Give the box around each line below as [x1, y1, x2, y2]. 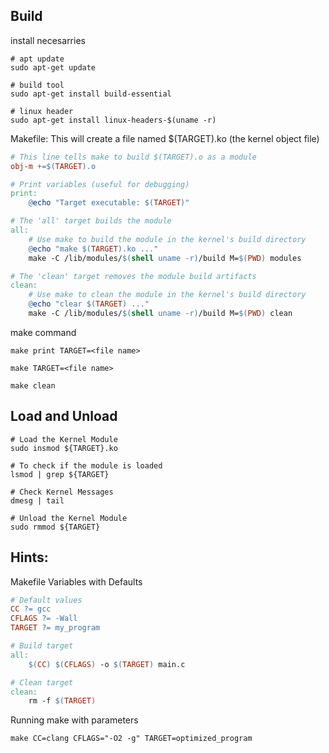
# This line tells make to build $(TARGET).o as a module [10, 152, 257, 162]
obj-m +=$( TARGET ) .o [10, 161, 97, 171]
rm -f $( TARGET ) [28, 696, 97, 706]
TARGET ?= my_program [10, 623, 101, 633]
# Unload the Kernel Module [10, 513, 128, 523]
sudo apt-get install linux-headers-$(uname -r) [10, 115, 217, 125]
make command [10, 326, 77, 338]
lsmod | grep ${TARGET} [10, 469, 110, 479]
